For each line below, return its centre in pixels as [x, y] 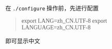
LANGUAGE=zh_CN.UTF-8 [56, 28]
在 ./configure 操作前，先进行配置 [52, 9]
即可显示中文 [23, 41]
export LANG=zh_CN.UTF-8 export [64, 21]
